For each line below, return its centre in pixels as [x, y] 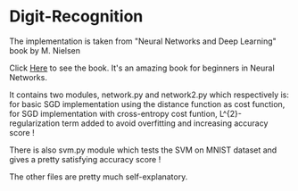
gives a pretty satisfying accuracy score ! [85, 159]
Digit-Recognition [76, 17]
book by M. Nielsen [45, 50]
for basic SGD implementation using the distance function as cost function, [147, 104]
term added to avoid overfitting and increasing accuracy [165, 123]
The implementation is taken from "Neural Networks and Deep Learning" [143, 41]
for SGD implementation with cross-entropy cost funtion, [113, 113]
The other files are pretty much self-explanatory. [99, 177]
